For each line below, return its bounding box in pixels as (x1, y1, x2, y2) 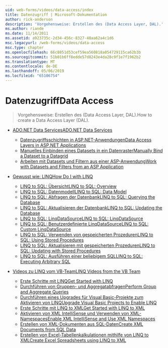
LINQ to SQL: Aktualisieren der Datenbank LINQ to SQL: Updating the (20, 204, 162, 210)
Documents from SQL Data (20, 326, 76, 332)
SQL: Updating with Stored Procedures (20, 247, 101, 253)
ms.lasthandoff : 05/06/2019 (5, 69, 65, 74)
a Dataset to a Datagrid (20, 153, 68, 159)
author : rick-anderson (5, 17, 53, 22)
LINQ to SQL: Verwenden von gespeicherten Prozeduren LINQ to (20, 231, 153, 238)
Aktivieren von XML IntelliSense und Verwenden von (20, 310, 130, 316)
